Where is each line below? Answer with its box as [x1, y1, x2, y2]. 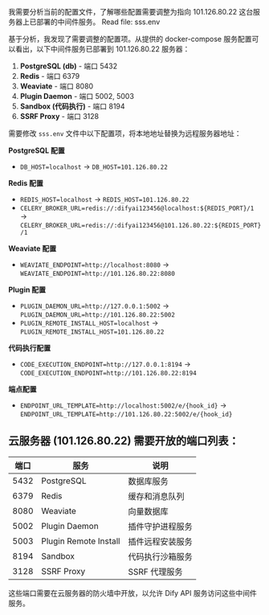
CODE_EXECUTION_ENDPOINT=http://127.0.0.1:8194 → [19, 359, 191, 368]
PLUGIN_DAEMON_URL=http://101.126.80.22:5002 [19, 311, 175, 319]
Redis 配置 [8, 178, 44, 187]
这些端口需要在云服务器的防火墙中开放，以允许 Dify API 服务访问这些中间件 [8, 588, 257, 597]
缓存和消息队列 [128, 490, 185, 502]
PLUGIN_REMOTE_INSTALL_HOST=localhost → [19, 318, 159, 327]
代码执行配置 [8, 343, 51, 352]
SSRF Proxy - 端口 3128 [19, 112, 99, 121]
